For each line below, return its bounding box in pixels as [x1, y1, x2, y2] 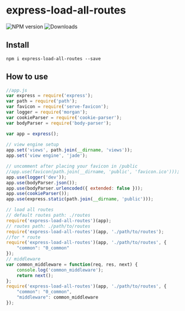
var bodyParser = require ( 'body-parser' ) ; [6, 120, 112, 126]
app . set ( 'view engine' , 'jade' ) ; [6, 153, 88, 159]
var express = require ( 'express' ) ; [6, 92, 93, 99]
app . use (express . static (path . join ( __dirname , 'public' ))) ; [6, 196, 154, 202]
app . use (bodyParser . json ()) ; [6, 180, 78, 186]
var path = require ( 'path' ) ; [6, 98, 78, 104]
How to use [6, 72, 48, 82]
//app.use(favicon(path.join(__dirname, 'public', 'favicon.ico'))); [6, 168, 180, 174]
